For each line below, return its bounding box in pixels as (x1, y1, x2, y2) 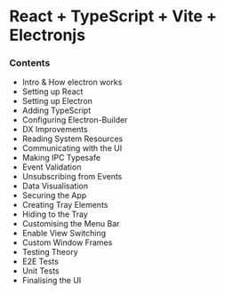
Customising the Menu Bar (21, 219, 120, 229)
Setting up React (21, 86, 84, 97)
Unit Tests (21, 266, 60, 276)
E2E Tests (21, 256, 60, 267)
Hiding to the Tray (21, 209, 89, 219)
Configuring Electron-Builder (21, 115, 128, 125)
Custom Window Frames (21, 237, 113, 248)
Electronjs (9, 25, 86, 45)
